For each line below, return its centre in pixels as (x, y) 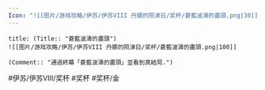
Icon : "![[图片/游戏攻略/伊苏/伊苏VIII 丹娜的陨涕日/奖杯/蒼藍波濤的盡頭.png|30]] (133, 15)
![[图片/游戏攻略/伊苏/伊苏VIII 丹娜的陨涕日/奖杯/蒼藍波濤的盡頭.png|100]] (123, 47)
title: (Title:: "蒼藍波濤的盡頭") (62, 39)
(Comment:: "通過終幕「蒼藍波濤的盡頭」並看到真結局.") (91, 62)
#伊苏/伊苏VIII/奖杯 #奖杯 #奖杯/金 (64, 78)
